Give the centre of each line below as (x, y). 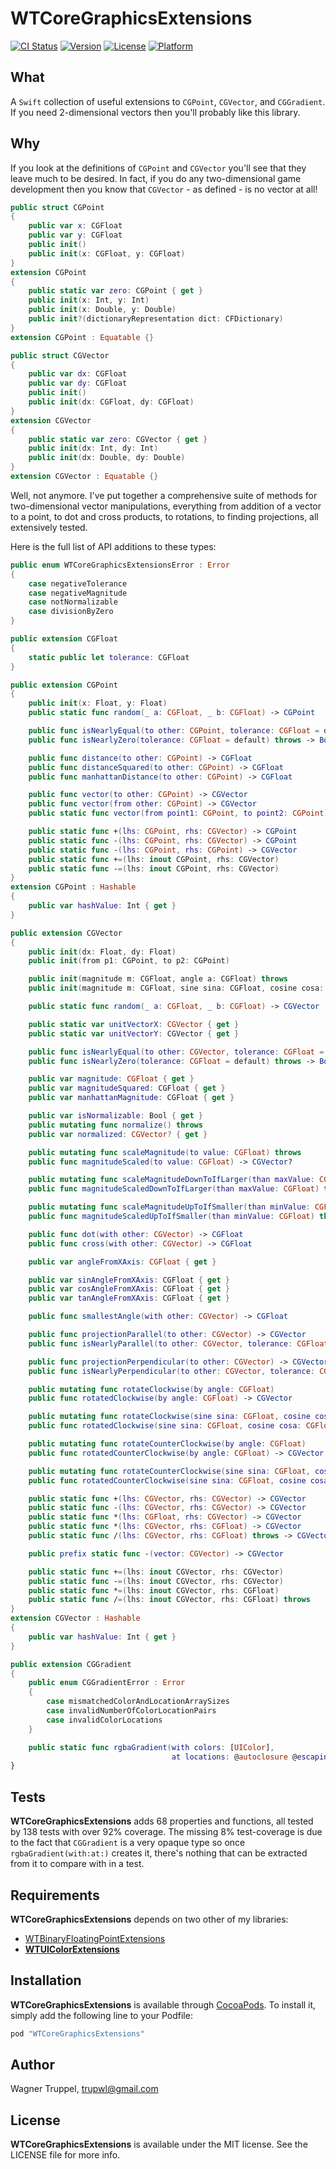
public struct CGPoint (57, 207)
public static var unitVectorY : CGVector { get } (134, 1033)
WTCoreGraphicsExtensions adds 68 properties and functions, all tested (162, 1821)
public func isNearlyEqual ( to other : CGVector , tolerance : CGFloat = (176, 1052)
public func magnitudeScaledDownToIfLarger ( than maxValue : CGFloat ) (174, 1189)
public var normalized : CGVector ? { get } (118, 1134)
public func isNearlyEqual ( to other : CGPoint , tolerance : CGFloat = (174, 731)
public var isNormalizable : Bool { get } (115, 1116)
